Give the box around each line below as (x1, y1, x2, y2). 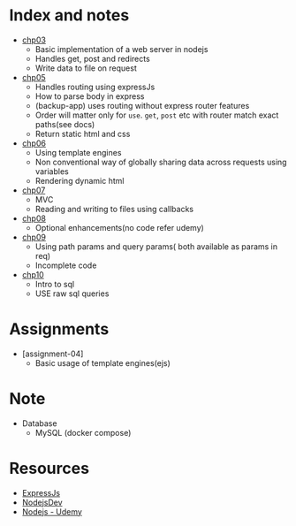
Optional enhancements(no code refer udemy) (34, 222, 205, 233)
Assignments (9, 319, 110, 339)
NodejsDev (21, 497, 64, 507)
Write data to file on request (34, 63, 137, 73)
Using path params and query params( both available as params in (34, 240, 278, 252)
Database (21, 417, 57, 429)
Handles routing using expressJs (34, 81, 156, 92)
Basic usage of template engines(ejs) (34, 357, 171, 368)
